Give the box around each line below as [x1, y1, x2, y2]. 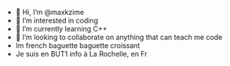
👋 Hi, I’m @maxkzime [15, 8, 85, 16]
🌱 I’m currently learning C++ [15, 24, 108, 33]
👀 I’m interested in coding [15, 16, 99, 25]
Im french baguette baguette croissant [15, 41, 141, 50]
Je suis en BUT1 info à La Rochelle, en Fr [15, 49, 148, 58]
